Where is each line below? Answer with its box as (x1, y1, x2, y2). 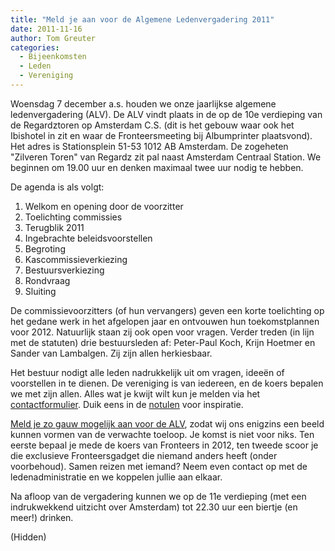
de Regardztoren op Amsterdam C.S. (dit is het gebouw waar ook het (10, 119, 295, 131)
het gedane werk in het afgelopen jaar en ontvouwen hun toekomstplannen (10, 315, 320, 327)
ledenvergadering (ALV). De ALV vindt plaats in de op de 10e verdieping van (10, 108, 323, 120)
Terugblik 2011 (24, 221, 85, 233)
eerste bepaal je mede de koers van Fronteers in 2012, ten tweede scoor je (10, 439, 319, 451)
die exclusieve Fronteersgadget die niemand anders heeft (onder (10, 449, 278, 461)
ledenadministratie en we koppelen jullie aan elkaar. (10, 471, 223, 483)
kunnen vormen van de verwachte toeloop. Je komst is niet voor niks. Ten (10, 428, 315, 440)
